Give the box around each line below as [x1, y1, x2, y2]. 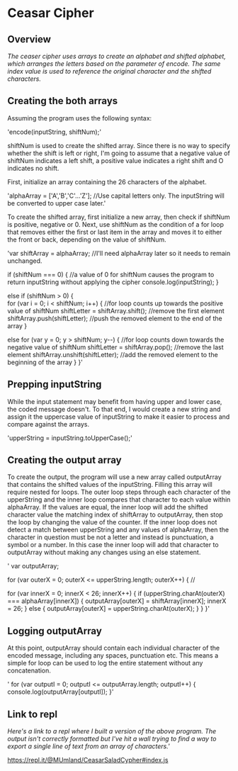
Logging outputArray [7, 625, 103, 637]
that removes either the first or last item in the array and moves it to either [7, 227, 222, 236]
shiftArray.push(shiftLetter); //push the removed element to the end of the [7, 314, 222, 322]
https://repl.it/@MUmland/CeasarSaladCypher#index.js [7, 756, 169, 765]
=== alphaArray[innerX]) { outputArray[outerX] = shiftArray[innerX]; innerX [7, 597, 227, 605]
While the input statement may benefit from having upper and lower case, [7, 397, 222, 405]
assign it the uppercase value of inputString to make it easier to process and [7, 412, 230, 421]
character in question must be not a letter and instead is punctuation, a [7, 533, 214, 541]
